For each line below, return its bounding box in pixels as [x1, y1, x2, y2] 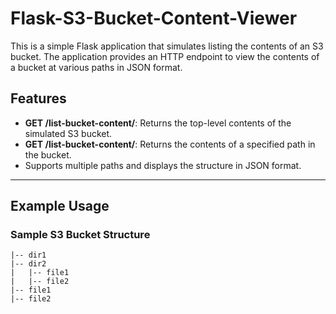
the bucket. [24, 148, 72, 161]
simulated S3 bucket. [24, 127, 113, 139]
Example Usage [10, 198, 110, 215]
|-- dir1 [10, 250, 47, 261]
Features [10, 90, 67, 107]
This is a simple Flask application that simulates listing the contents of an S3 [10, 40, 324, 52]
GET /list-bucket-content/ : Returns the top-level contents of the [24, 117, 292, 129]
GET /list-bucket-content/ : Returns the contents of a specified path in [24, 138, 316, 150]
